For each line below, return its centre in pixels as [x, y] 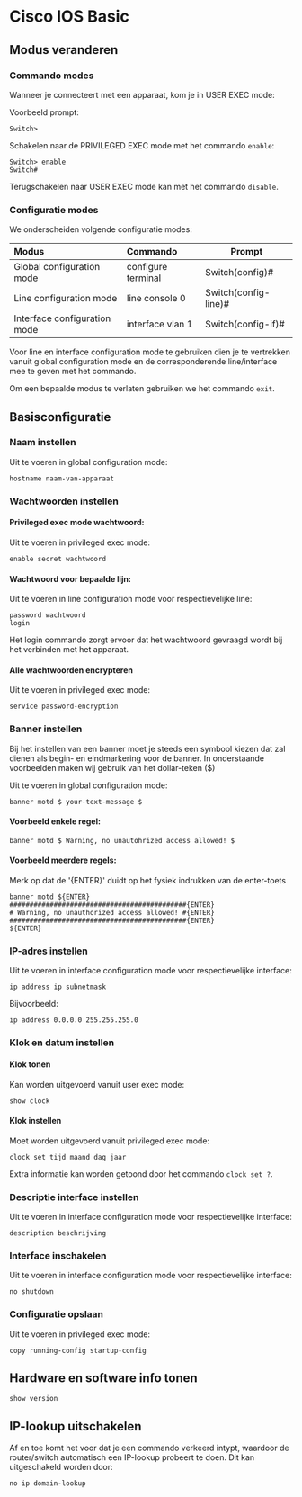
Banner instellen [46, 729]
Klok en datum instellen [62, 1043]
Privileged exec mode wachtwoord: [77, 523]
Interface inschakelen [58, 1255]
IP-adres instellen [49, 951]
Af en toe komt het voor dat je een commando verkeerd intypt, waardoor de [149, 1448]
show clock [30, 1101]
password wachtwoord [48, 615]
